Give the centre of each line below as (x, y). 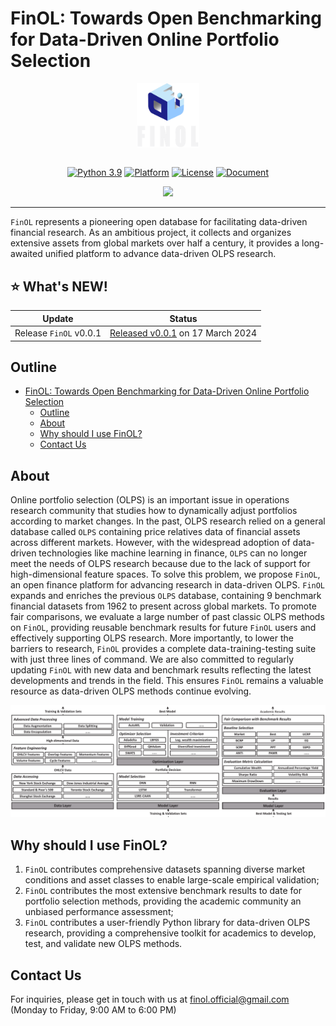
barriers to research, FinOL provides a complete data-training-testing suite (163, 649)
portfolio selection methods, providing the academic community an (163, 901)
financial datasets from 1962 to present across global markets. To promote (163, 606)
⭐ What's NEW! (59, 286)
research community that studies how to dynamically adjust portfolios (154, 511)
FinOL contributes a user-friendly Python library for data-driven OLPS (167, 923)
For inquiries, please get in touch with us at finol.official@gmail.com (150, 999)
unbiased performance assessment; (99, 912)
